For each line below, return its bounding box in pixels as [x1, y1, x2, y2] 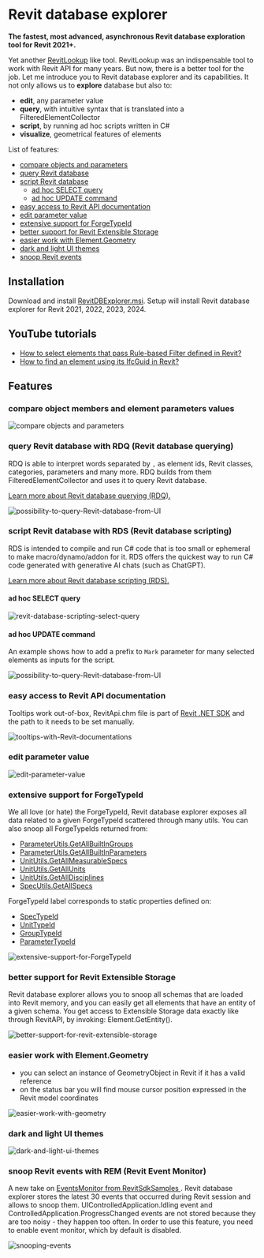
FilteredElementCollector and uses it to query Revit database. [8, 475, 207, 485]
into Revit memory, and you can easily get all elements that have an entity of [8, 998, 256, 1008]
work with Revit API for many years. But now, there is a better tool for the [8, 63, 244, 73]
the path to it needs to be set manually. [8, 717, 135, 726]
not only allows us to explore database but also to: [8, 80, 173, 90]
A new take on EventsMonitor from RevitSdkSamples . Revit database [8, 1184, 233, 1193]
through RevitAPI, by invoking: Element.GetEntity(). [8, 1015, 173, 1024]
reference [19, 1076, 52, 1086]
